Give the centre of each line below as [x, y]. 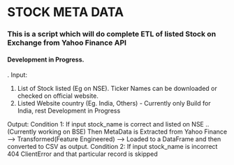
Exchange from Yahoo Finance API [67, 43]
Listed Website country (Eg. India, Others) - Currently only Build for [114, 103]
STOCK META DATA [66, 12]
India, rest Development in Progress [69, 111]
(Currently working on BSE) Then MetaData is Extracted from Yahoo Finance [117, 132]
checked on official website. [58, 96]
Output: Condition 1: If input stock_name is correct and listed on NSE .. [108, 124]
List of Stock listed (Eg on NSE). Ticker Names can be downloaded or [117, 89]
